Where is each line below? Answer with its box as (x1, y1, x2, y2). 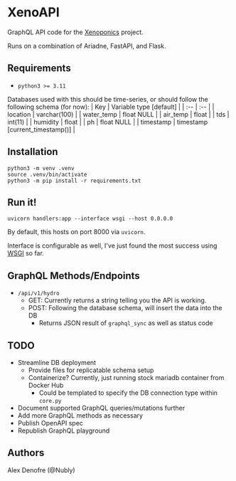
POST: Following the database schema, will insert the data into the (28, 304, 222, 312)
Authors (7, 447, 45, 459)
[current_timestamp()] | (7, 125, 76, 134)
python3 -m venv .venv (7, 164, 75, 171)
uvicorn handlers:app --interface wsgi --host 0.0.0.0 (7, 215, 173, 223)
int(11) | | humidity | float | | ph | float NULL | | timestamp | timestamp (7, 117, 208, 126)
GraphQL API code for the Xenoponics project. (7, 28, 144, 36)
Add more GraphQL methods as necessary (17, 411, 144, 420)
